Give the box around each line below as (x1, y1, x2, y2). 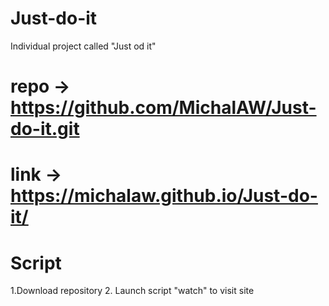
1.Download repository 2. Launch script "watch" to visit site (10, 285, 255, 297)
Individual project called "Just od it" (10, 40, 157, 52)
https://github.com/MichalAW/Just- (10, 97, 317, 119)
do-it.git (10, 118, 80, 141)
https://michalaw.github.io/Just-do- (10, 185, 318, 207)
